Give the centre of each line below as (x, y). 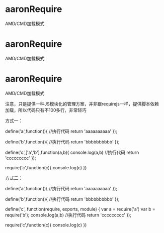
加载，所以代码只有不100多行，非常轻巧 (46, 110)
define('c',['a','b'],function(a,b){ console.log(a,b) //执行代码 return (72, 152)
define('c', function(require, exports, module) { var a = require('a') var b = (80, 209)
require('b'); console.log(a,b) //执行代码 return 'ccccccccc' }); (68, 215)
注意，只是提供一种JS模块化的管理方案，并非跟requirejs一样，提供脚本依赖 (82, 104)
